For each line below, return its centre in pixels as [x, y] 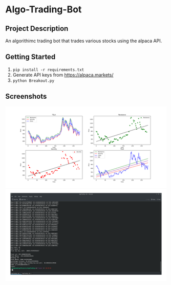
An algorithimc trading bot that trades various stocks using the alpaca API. [84, 41]
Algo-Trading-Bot [44, 10]
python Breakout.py [34, 81]
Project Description [37, 29]
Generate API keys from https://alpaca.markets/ [63, 75]
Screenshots [26, 96]
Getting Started [30, 57]
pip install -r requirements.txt [48, 70]
